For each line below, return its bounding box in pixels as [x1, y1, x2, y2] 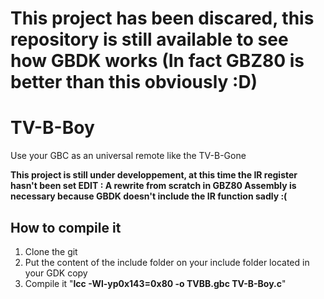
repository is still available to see [10, 28, 289, 51]
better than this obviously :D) [10, 71, 258, 94]
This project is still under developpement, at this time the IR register [10, 169, 298, 181]
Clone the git [24, 245, 78, 257]
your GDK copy [24, 267, 88, 279]
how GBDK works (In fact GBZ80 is [10, 50, 305, 72]
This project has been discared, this [10, 7, 315, 30]
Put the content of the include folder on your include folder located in [24, 256, 310, 268]
